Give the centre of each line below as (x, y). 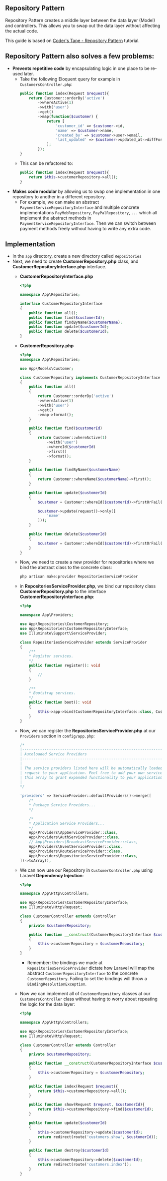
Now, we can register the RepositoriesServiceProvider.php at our (87, 730)
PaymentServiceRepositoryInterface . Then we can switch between (88, 223)
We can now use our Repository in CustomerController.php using (86, 870)
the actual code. (22, 31)
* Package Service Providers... (62, 805)
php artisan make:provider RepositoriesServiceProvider (79, 577)
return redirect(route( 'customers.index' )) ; (84, 1164)
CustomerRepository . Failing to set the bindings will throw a (87, 979)
